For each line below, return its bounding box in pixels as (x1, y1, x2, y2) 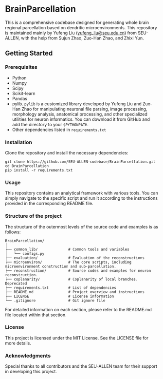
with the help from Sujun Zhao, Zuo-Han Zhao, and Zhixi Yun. (21, 35, 144, 41)
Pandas (12, 95, 28, 101)
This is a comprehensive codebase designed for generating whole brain (5, 19, 149, 25)
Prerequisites (5, 64, 37, 71)
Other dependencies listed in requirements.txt (12, 127, 106, 133)
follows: (5, 229, 21, 235)
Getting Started (5, 49, 53, 57)
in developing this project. (5, 369, 57, 375)
